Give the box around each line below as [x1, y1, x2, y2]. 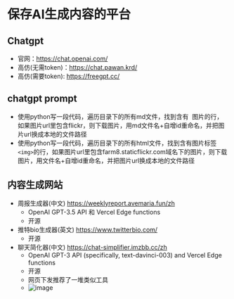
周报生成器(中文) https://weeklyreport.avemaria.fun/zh [17, 198, 176, 208]
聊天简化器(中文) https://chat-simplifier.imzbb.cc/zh [17, 243, 167, 251]
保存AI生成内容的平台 [7, 6, 131, 23]
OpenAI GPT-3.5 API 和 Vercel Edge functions [27, 208, 161, 216]
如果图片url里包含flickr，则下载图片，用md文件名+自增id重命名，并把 [17, 121, 219, 129]
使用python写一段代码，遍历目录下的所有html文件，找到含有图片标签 [17, 139, 217, 147]
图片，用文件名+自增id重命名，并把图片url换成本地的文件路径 [17, 156, 195, 165]
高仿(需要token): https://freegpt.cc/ [17, 72, 120, 80]
